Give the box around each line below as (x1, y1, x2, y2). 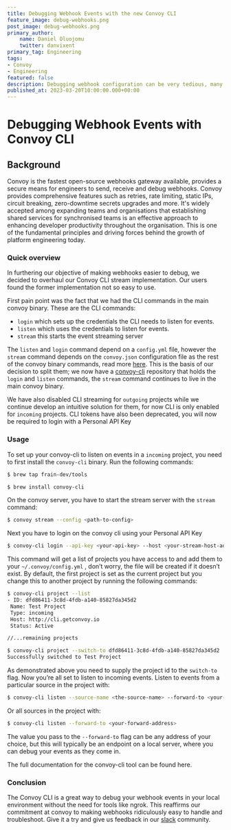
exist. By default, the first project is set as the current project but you (7, 570, 202, 578)
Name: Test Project (10, 603, 67, 610)
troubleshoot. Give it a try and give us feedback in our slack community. (7, 816, 211, 824)
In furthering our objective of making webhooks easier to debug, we (7, 268, 200, 277)
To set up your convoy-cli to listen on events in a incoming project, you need (7, 450, 222, 459)
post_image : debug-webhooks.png (7, 23, 100, 30)
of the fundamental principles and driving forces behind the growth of (7, 228, 205, 237)
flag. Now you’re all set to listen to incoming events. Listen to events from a (7, 673, 220, 682)
